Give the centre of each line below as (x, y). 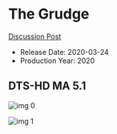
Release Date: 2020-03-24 (65, 52)
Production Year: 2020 (57, 61)
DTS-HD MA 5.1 (47, 86)
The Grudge (49, 14)
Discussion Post (35, 36)
